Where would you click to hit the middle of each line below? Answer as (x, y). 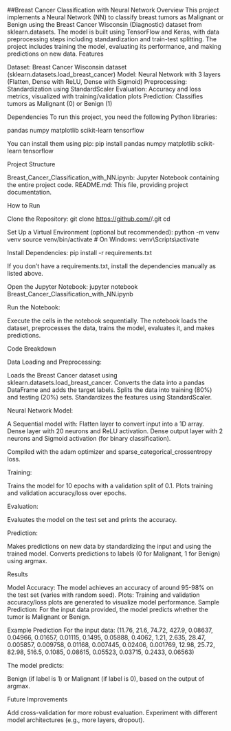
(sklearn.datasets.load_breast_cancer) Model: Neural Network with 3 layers (114, 74)
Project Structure (31, 164)
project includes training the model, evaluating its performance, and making (114, 46)
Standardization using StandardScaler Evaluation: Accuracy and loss (104, 89)
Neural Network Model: (40, 411)
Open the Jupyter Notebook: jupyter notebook (73, 287)
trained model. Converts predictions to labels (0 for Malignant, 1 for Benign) (114, 554)
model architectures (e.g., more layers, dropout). (76, 720)
